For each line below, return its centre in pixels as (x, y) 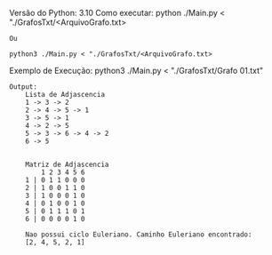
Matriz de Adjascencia (67, 164)
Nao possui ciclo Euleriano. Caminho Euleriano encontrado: (139, 235)
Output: (24, 87)
